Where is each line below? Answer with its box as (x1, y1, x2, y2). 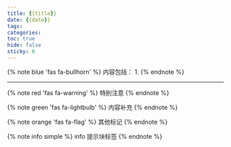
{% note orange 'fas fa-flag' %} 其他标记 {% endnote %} (7, 118, 168, 126)
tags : (7, 23, 23, 29)
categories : (7, 29, 41, 36)
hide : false (7, 42, 41, 49)
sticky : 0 (7, 49, 36, 55)
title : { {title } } (7, 10, 57, 17)
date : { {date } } (7, 16, 51, 23)
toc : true (7, 36, 36, 42)
